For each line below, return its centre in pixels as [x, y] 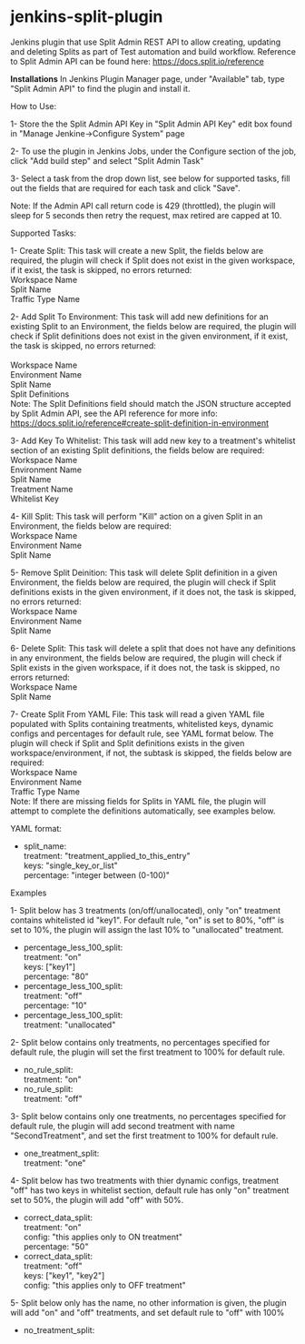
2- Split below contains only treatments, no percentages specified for [140, 1042]
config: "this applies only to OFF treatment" [104, 1285]
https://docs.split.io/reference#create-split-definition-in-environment [140, 423]
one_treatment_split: [61, 1153]
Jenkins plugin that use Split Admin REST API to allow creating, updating [146, 42]
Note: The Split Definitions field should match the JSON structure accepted [151, 403]
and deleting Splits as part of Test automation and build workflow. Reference [153, 51]
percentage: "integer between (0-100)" [97, 874]
